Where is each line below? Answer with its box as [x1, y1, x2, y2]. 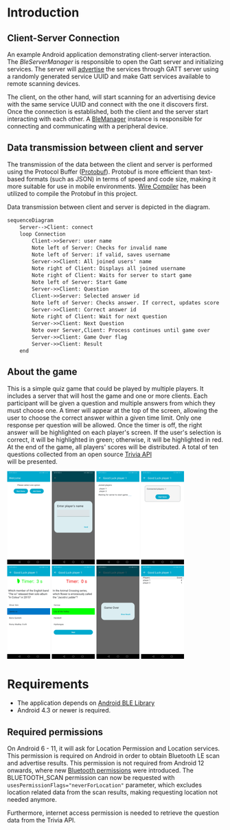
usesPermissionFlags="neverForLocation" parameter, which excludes [7, 781, 203, 789]
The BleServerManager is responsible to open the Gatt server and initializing [7, 58, 224, 66]
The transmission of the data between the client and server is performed [7, 160, 213, 168]
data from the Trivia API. [7, 816, 76, 825]
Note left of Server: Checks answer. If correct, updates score [32, 299, 220, 306]
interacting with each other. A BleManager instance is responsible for [7, 115, 203, 123]
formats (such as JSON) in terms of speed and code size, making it [26, 175, 216, 183]
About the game [7, 366, 78, 378]
